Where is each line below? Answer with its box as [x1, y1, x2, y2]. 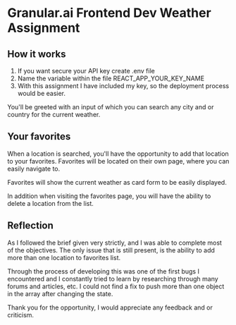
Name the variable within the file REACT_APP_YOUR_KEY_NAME [17, 74, 205, 82]
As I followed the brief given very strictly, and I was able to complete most [7, 238, 222, 247]
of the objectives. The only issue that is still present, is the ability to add [7, 245, 215, 255]
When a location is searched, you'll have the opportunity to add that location [7, 149, 229, 158]
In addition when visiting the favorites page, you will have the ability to [7, 192, 211, 200]
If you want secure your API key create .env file [17, 67, 155, 75]
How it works [7, 48, 66, 60]
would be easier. [17, 90, 66, 97]
